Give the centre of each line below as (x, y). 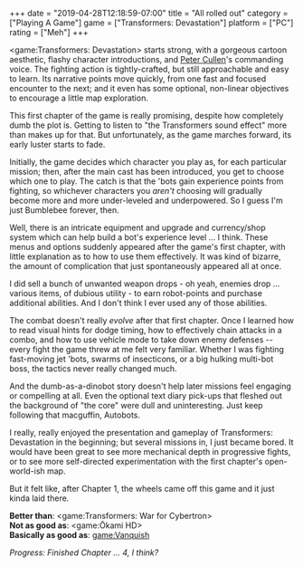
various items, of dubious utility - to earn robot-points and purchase (136, 293)
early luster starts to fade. (57, 144)
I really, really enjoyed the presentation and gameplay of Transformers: (141, 432)
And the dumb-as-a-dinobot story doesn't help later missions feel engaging (151, 386)
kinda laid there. (39, 498)
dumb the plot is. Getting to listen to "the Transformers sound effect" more (148, 125)
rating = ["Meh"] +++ (49, 32)
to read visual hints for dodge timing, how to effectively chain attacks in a (146, 330)
